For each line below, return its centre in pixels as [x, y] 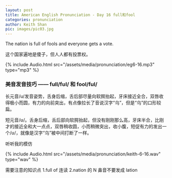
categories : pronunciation [34, 19]
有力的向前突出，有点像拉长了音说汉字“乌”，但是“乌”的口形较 [96, 103]
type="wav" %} [22, 160]
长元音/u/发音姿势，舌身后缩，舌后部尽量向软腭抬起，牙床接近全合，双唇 [82, 96]
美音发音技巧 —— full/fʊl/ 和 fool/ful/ [51, 84]
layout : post [19, 10]
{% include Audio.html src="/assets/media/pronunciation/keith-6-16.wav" [83, 154]
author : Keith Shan [26, 24]
